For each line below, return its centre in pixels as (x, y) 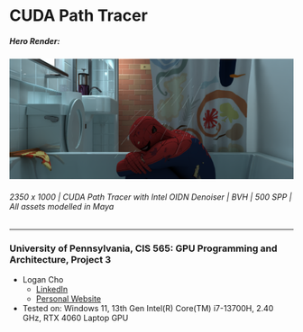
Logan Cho (43, 279)
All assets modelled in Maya (62, 206)
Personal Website (69, 299)
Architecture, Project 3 (60, 260)
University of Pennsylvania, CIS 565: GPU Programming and (143, 248)
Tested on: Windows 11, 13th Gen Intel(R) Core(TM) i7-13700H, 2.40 (148, 308)
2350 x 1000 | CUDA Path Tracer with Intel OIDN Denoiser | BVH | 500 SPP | (151, 197)
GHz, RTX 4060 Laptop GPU (75, 318)
